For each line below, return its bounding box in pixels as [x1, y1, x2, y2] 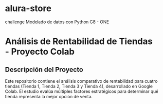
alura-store [5, 3, 52, 14]
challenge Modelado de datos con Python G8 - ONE [5, 19, 109, 25]
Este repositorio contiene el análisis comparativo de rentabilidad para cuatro [5, 78, 158, 84]
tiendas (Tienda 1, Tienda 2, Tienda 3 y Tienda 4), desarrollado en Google [5, 83, 153, 89]
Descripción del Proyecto [5, 65, 84, 74]
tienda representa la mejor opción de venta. [5, 93, 92, 99]
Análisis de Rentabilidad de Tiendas [5, 36, 153, 47]
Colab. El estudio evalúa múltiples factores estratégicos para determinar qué [5, 88, 159, 94]
